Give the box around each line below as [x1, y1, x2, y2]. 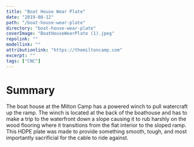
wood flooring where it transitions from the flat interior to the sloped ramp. [6, 122, 187, 129]
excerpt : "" [6, 53, 35, 58]
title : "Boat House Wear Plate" [6, 8, 86, 15]
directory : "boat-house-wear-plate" [6, 25, 96, 31]
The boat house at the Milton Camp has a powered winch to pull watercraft [6, 103, 188, 110]
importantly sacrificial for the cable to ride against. [6, 134, 129, 142]
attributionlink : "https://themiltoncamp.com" [6, 47, 123, 53]
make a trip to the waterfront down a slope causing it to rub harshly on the [6, 116, 187, 123]
